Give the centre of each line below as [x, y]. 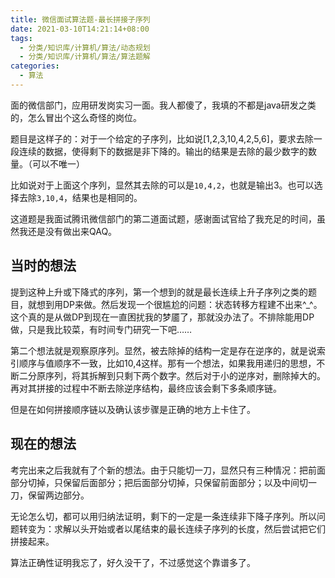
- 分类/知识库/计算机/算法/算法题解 [85, 57]
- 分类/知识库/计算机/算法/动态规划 [85, 47]
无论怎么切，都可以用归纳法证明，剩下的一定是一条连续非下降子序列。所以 [163, 516]
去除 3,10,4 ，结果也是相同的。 [80, 197]
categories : [35, 66]
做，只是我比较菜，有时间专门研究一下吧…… [101, 329]
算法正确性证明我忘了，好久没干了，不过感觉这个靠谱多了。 [133, 562]
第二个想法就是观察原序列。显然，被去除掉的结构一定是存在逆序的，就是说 [163, 350]
